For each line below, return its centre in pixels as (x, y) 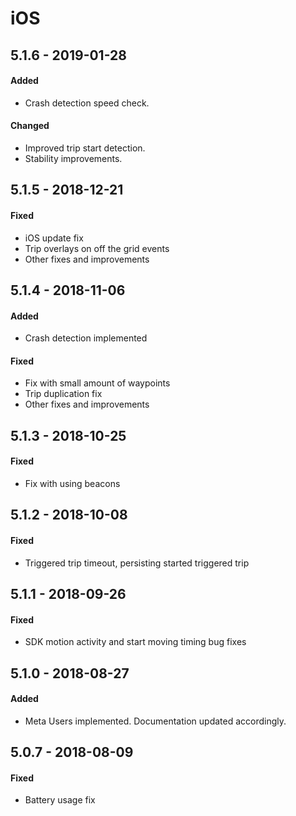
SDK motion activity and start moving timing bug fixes (135, 642)
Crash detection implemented (86, 338)
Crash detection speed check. (87, 103)
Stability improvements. (73, 158)
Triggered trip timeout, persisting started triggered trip (137, 563)
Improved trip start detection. (85, 148)
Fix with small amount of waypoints (97, 383)
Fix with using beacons (72, 483)
